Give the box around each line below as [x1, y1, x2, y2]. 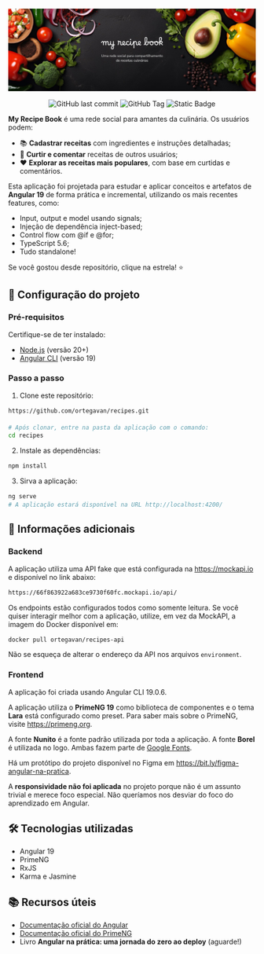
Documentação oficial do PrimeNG [19, 929, 132, 938]
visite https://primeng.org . [8, 719, 93, 728]
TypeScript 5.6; [19, 238, 69, 248]
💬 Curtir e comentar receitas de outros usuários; [19, 149, 178, 159]
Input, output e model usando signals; [19, 213, 142, 222]
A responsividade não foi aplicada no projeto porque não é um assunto [8, 781, 241, 791]
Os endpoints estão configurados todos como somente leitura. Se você [8, 603, 239, 612]
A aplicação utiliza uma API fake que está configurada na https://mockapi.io [8, 563, 254, 574]
